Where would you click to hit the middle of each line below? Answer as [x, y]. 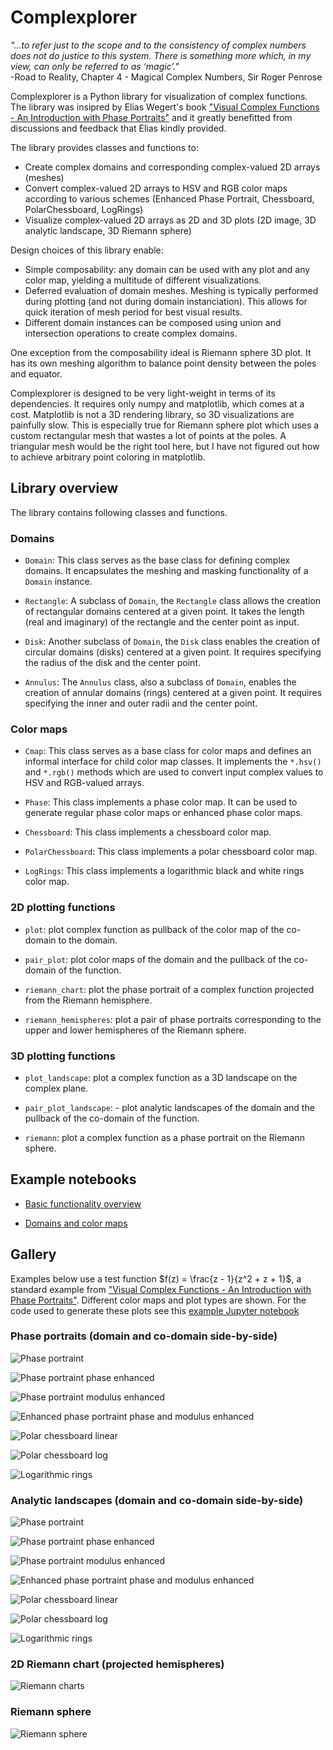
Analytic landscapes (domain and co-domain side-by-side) [157, 1500]
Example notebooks [73, 1179]
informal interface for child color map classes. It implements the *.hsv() [173, 762]
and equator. [36, 373]
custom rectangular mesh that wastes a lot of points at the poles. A [148, 435]
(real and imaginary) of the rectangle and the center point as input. [162, 622]
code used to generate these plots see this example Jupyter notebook [155, 1310]
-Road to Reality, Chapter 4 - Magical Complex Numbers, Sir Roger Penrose [166, 77]
